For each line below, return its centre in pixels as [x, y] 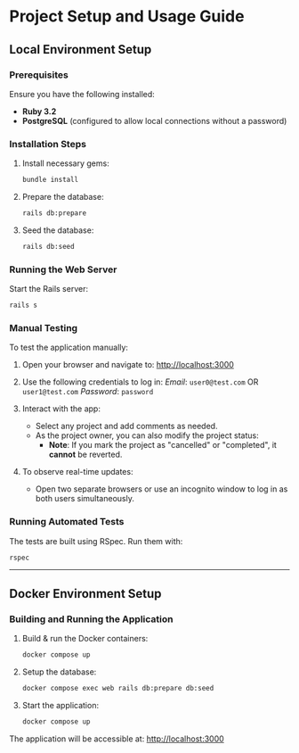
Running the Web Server [63, 269]
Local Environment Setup [81, 50]
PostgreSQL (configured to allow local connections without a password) [154, 120]
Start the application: [61, 705]
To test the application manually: [69, 348]
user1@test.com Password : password [88, 392]
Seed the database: [58, 230]
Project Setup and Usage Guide [127, 17]
